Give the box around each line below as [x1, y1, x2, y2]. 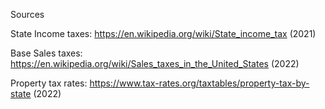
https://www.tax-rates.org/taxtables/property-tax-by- [89, 77, 310, 89]
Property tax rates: [10, 77, 88, 89]
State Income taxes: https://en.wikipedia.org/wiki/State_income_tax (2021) [10, 28, 317, 39]
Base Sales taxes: [10, 47, 83, 59]
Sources [10, 9, 45, 20]
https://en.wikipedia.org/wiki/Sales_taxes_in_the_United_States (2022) [10, 58, 300, 69]
